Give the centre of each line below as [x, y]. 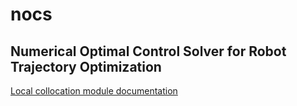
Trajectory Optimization [86, 66]
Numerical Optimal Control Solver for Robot [148, 51]
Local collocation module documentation [94, 91]
